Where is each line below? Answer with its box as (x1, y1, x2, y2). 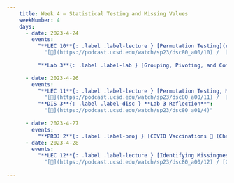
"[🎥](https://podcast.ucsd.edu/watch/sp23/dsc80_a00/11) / (43, 94, 219, 101)
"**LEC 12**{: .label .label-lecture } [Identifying (37, 152, 195, 159)
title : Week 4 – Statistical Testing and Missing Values (19, 10, 189, 17)
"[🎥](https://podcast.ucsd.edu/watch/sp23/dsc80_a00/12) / (43, 159, 219, 166)
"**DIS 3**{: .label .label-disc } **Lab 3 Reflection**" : (37, 100, 214, 108)
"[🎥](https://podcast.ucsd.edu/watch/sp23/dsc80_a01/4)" (43, 107, 214, 114)
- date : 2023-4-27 (24, 120, 79, 127)
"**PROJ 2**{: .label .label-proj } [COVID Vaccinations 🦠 (37, 133, 214, 140)
